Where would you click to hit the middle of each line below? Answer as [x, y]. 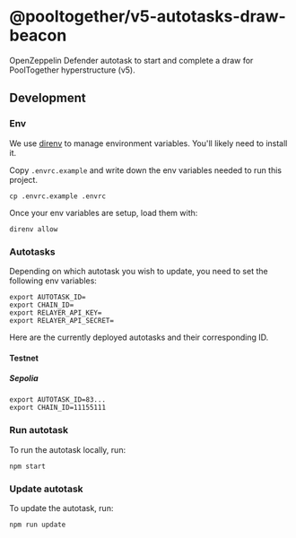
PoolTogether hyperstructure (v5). [73, 70]
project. [24, 179]
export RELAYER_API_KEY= [56, 312]
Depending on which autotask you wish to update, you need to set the [139, 271]
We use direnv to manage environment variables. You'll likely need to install [148, 143]
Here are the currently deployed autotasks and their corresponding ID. [139, 337]
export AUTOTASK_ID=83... [57, 400]
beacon [38, 35]
